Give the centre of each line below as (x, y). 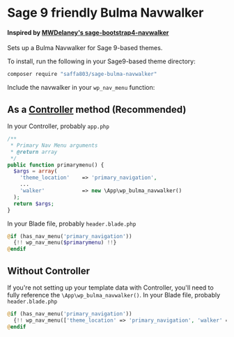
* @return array (34, 152)
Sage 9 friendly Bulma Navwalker (106, 13)
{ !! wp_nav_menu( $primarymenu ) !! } (65, 243)
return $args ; (34, 203)
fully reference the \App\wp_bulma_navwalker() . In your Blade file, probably (114, 295)
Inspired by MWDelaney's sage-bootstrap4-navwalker (88, 32)
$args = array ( (36, 171)
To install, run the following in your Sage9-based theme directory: (102, 61)
